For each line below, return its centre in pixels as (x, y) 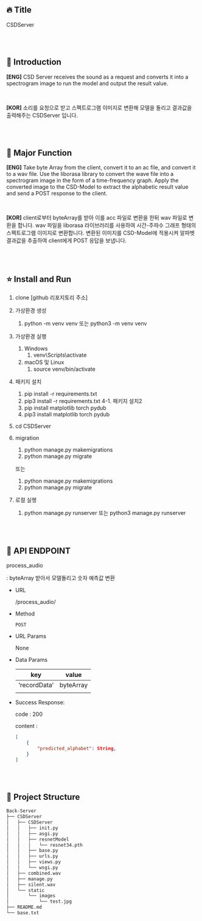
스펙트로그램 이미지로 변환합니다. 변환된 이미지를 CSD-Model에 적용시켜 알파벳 (100, 233)
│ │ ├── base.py (33, 851)
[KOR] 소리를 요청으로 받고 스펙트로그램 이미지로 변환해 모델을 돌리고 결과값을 (99, 107)
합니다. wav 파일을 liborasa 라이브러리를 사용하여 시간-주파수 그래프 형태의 (107, 225)
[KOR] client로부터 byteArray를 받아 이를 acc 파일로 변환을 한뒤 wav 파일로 (97, 218)
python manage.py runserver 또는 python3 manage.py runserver (105, 513)
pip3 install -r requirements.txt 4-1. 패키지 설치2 (83, 401)
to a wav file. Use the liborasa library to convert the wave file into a (90, 174)
